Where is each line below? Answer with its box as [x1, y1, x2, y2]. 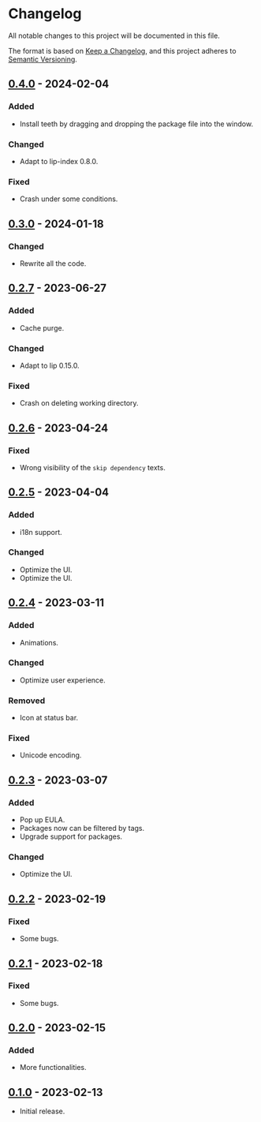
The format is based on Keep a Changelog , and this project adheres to [8, 46, 237, 55]
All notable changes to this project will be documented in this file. [8, 31, 221, 40]
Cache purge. [19, 323, 65, 332]
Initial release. [19, 1106, 65, 1116]
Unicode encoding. [19, 750, 82, 760]
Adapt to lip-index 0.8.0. [19, 156, 99, 166]
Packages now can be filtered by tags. [19, 824, 145, 833]
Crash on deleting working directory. [19, 398, 140, 408]
